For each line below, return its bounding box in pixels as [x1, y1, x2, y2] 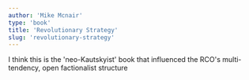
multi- [222, 55, 242, 64]
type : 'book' [8, 19, 51, 27]
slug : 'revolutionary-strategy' [8, 33, 115, 42]
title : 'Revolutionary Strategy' [8, 26, 119, 34]
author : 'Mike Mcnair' [8, 11, 83, 20]
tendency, [8, 64, 41, 73]
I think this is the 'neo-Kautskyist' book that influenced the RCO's [8, 55, 221, 64]
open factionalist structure [42, 64, 128, 73]
